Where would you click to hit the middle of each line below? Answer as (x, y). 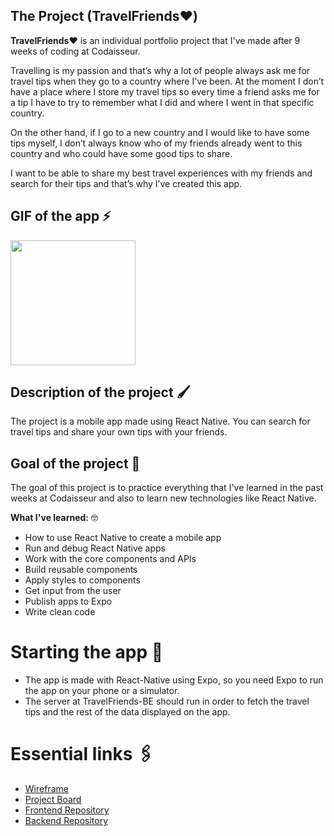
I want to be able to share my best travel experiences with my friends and (161, 173)
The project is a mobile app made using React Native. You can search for (160, 421)
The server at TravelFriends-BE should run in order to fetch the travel (167, 701)
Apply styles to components (82, 580)
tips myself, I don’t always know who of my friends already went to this (156, 143)
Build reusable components (81, 570)
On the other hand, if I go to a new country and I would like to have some (160, 132)
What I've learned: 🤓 (54, 518)
